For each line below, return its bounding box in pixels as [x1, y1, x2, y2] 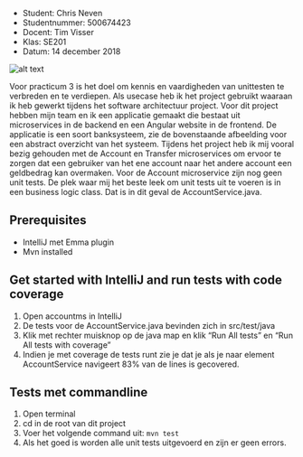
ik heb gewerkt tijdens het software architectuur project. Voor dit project [9, 100, 279, 111]
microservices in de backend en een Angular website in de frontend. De [9, 119, 278, 130]
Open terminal [22, 408, 76, 419]
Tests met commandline [9, 385, 148, 400]
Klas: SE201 [22, 36, 67, 47]
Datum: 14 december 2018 [22, 46, 121, 57]
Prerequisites [9, 212, 87, 228]
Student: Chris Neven [22, 8, 103, 18]
